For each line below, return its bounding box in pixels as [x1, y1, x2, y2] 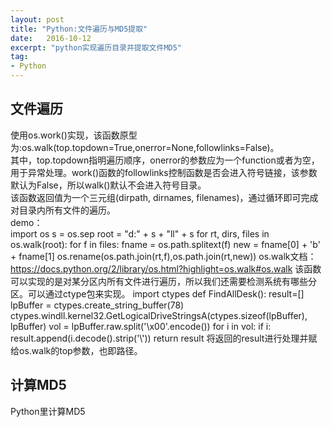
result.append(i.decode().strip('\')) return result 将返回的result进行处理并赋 [10, 332, 318, 344]
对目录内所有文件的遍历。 [10, 204, 116, 216]
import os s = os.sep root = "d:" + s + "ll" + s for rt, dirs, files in [10, 227, 270, 240]
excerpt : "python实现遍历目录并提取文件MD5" [10, 42, 183, 53]
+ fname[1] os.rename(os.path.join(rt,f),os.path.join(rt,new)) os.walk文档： [10, 250, 317, 262]
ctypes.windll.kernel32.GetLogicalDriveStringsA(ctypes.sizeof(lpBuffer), [10, 309, 308, 321]
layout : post [10, 14, 65, 25]
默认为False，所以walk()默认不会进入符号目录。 [10, 179, 207, 191]
